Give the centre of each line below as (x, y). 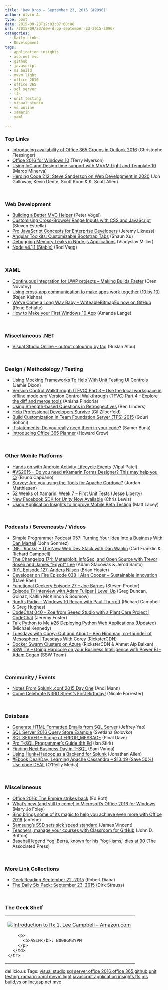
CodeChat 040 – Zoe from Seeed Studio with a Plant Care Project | (81, 612)
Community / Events (30, 677)
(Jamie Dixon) (27, 385)
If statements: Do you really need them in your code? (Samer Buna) (82, 428)
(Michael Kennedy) (32, 628)
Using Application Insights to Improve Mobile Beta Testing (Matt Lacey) (85, 504)
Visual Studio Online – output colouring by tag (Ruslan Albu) (74, 346)
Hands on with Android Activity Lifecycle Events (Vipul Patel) (75, 467)
